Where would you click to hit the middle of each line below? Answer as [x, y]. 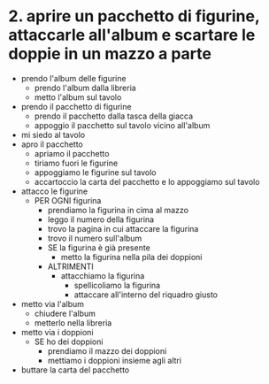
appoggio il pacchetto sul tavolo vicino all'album [122, 125]
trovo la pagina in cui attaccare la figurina [123, 228]
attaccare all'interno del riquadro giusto [146, 295]
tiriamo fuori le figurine [76, 163]
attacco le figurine [54, 191]
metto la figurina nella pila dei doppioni [131, 257]
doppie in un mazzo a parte [110, 54]
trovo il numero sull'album [95, 238]
